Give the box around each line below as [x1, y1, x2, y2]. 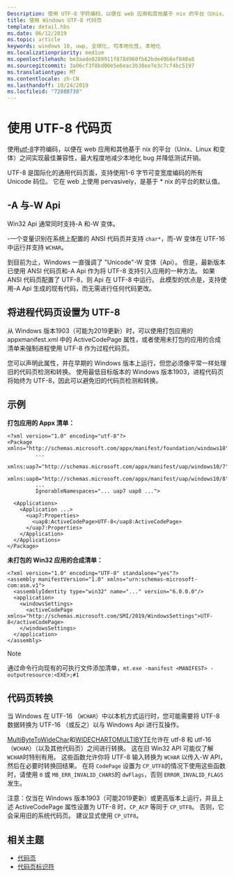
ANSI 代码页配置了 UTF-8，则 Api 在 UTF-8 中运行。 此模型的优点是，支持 [7, 275, 221, 284]
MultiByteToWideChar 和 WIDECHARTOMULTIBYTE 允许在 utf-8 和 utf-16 [7, 735, 212, 744]
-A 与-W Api [7, 200, 61, 212]
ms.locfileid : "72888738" [7, 88, 82, 95]
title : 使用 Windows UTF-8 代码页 [7, 17, 102, 24]
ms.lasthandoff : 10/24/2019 [7, 82, 89, 89]
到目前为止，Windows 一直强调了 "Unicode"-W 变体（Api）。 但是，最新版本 [7, 258, 226, 266]
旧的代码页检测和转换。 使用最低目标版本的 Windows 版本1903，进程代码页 [7, 368, 224, 376]
